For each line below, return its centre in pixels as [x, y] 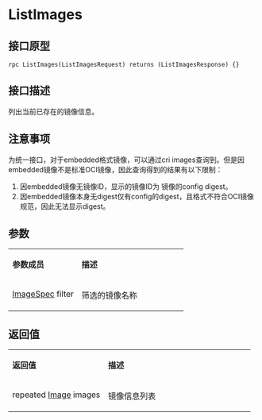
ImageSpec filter [43, 294]
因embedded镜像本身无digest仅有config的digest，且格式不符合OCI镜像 [137, 196]
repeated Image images [56, 395]
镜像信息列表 [132, 396]
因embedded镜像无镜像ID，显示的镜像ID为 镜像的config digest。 [126, 186]
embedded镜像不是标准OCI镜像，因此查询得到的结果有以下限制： [116, 169]
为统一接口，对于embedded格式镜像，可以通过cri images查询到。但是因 [126, 160]
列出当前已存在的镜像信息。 [54, 111]
